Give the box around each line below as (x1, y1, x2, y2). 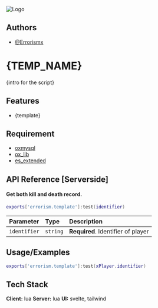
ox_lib (14, 151, 29, 158)
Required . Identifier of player (68, 227, 149, 235)
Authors (6, 23, 37, 33)
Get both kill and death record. (6, 191, 83, 198)
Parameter (9, 217, 39, 225)
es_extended (14, 157, 46, 164)
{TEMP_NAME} (6, 59, 83, 72)
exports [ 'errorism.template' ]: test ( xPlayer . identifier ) (6, 263, 146, 269)
